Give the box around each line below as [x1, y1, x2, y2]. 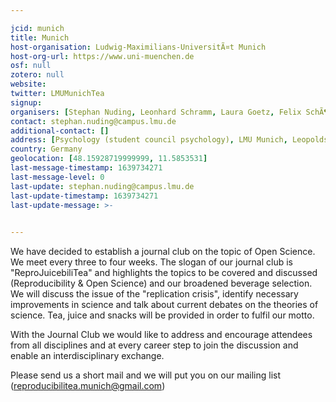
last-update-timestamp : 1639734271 [10, 191, 159, 201]
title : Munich [10, 32, 70, 43]
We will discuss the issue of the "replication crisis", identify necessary [10, 288, 299, 300]
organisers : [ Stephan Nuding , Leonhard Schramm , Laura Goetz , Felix [10, 107, 302, 117]
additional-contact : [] [10, 126, 110, 136]
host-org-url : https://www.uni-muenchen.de [10, 51, 195, 61]
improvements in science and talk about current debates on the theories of [10, 299, 319, 311]
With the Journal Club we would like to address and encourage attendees [10, 329, 313, 341]
